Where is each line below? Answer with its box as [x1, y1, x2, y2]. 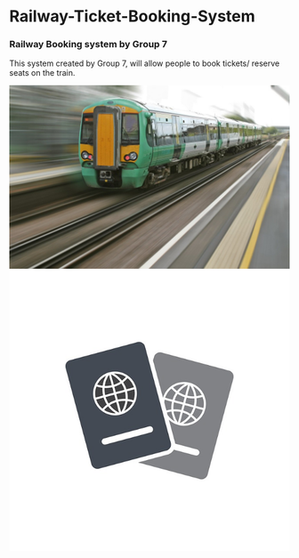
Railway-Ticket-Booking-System [9, 6, 255, 27]
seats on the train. [9, 68, 76, 78]
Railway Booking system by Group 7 [9, 38, 167, 51]
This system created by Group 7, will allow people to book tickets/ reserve [9, 58, 280, 69]
